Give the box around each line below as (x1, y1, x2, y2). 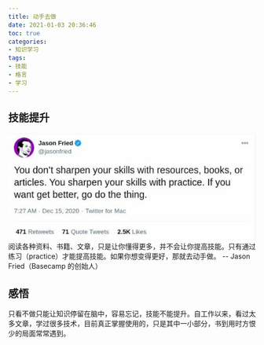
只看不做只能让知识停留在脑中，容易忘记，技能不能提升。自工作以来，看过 (8, 309, 249, 318)
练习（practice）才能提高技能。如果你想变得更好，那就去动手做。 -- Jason (8, 251, 251, 261)
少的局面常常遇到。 (8, 328, 71, 338)
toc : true (8, 29, 41, 37)
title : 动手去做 (8, 13, 57, 20)
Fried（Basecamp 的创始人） (8, 262, 102, 271)
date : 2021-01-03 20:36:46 (8, 20, 97, 29)
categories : (8, 38, 47, 46)
